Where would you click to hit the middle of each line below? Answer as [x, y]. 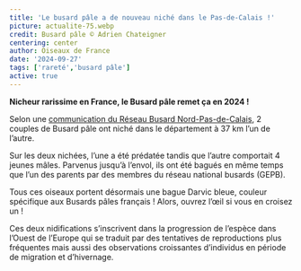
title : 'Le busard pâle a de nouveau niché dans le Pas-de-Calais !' [142, 17]
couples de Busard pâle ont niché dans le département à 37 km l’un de [140, 128]
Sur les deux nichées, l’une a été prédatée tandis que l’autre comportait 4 [145, 155]
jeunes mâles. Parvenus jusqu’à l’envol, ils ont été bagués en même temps [146, 165]
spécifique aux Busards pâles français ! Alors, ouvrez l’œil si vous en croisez [151, 201]
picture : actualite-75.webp [62, 26]
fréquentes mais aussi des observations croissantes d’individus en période [148, 247]
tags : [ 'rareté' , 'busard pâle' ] [70, 68]
